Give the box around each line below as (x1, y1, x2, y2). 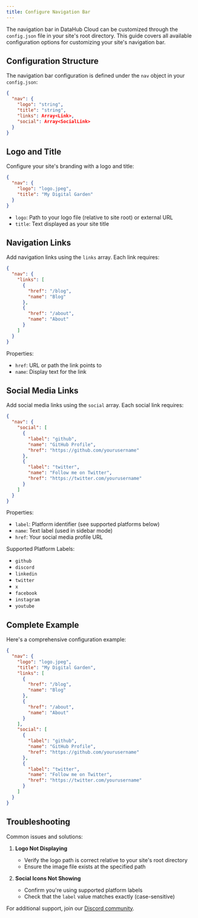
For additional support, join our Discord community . (6, 905, 134, 912)
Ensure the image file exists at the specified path (24, 863, 146, 870)
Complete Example (6, 619, 79, 630)
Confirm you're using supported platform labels (24, 886, 143, 894)
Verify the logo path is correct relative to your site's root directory (24, 856, 188, 863)
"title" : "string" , (17, 107, 67, 113)
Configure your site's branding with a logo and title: (6, 163, 134, 170)
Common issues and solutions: (6, 832, 83, 840)
